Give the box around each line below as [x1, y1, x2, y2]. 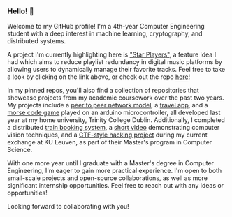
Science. [7, 146, 33, 154]
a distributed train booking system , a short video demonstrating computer [7, 124, 220, 132]
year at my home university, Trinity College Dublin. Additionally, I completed [7, 116, 226, 124]
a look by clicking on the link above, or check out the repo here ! [7, 73, 191, 81]
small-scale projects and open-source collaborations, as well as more [7, 174, 208, 182]
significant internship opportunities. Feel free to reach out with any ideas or [7, 181, 224, 190]
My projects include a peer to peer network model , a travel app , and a [7, 101, 208, 110]
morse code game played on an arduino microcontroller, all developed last [7, 108, 221, 117]
